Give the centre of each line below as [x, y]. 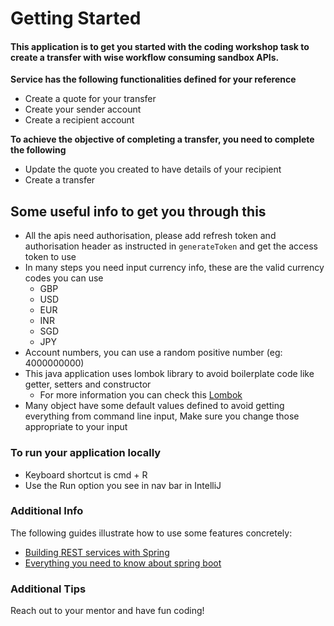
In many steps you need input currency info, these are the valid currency [174, 268]
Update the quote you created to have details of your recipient [153, 169]
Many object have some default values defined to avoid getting [154, 406]
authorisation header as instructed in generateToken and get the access [171, 246]
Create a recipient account [79, 120]
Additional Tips [48, 589]
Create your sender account [83, 109]
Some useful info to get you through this [138, 211]
